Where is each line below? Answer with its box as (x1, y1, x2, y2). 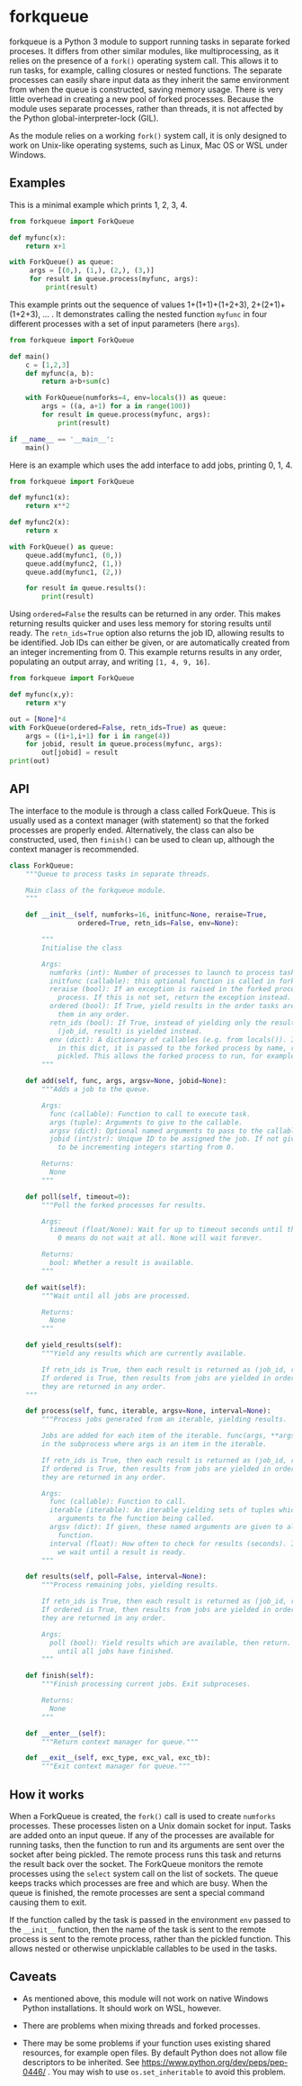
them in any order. (57, 1010, 130, 1019)
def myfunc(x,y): (9, 690, 75, 699)
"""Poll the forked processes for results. (41, 1200, 207, 1209)
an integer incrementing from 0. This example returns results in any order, (9, 647, 282, 658)
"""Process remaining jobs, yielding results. (41, 1580, 219, 1590)
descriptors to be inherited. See (22, 2056, 140, 2067)
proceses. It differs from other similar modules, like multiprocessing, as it (9, 45, 280, 56)
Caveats (9, 1969, 57, 1984)
